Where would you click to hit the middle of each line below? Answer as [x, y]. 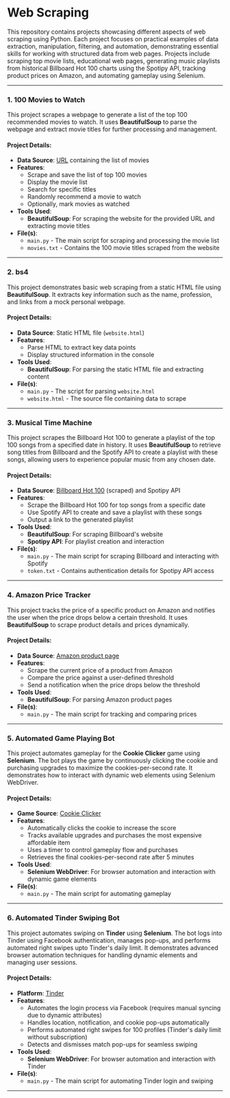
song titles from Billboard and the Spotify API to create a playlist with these [113, 452]
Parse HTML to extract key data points [81, 347]
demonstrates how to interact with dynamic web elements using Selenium [111, 775]
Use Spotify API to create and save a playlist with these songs [114, 513]
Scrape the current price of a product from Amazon [100, 670]
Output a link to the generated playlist [80, 519]
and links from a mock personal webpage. [66, 302]
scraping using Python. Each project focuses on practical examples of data [113, 38]
